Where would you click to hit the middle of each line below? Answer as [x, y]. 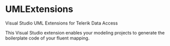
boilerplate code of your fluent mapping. [47, 38]
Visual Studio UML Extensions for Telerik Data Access [62, 23]
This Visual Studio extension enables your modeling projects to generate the [85, 32]
